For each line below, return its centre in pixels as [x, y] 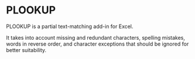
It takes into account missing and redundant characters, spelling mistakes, [96, 37]
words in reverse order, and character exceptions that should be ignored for [97, 44]
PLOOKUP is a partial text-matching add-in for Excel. [70, 26]
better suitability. [26, 50]
